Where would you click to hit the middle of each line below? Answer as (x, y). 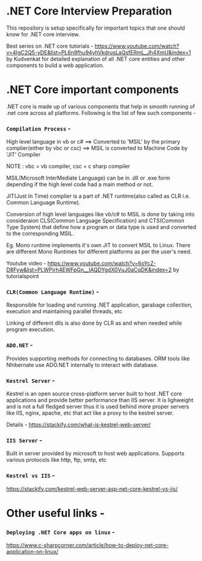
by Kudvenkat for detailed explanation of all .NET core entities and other (96, 59)
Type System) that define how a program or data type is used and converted (101, 227)
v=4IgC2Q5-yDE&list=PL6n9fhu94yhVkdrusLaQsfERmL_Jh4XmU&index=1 (99, 52)
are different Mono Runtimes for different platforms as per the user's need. (99, 251)
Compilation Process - (39, 128)
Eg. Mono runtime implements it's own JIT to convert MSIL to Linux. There (99, 245)
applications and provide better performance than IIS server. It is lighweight (100, 400)
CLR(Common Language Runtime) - (53, 292)
